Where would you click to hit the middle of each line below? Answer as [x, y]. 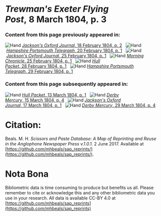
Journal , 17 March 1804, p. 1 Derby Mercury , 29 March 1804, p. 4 [80, 105]
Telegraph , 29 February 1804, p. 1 [39, 72]
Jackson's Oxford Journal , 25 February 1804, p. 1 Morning [75, 56]
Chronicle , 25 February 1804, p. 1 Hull [53, 61]
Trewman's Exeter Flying [57, 9]
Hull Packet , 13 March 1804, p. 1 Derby [70, 95]
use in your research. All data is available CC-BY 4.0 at [60, 198]
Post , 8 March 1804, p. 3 [56, 19]
